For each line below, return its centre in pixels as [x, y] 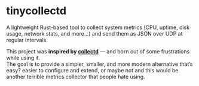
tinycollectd [36, 11]
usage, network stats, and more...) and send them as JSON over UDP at [95, 33]
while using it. [23, 58]
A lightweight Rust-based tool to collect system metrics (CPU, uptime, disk [98, 27]
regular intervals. [27, 40]
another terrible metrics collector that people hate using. [76, 77]
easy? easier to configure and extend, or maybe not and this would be [92, 70]
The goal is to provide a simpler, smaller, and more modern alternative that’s [99, 64]
